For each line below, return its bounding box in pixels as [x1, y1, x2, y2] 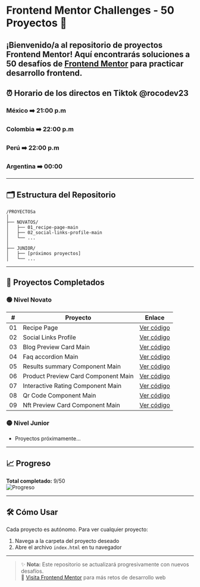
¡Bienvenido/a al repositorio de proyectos [6, 40, 163, 50]
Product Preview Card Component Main [23, 372, 134, 380]
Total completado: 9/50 [6, 477, 65, 484]
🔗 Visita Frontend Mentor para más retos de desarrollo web [20, 574, 166, 581]
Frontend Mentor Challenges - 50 [6, 4, 174, 17]
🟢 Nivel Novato [6, 296, 52, 304]
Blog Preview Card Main [23, 343, 90, 351]
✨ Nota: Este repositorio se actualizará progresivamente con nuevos [20, 561, 189, 568]
